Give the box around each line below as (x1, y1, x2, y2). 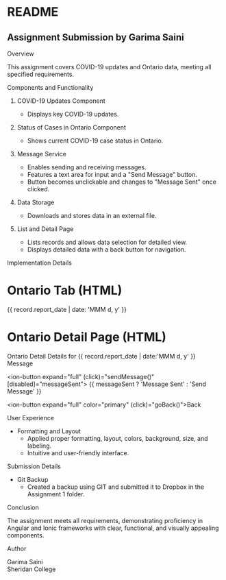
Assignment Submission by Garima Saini (7, 32, 184, 43)
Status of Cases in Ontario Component (16, 123, 127, 131)
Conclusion (7, 503, 40, 511)
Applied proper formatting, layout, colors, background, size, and (27, 434, 208, 442)
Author (7, 544, 27, 553)
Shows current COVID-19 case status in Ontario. (27, 136, 164, 145)
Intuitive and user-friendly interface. (27, 448, 129, 457)
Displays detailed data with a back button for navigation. (27, 245, 186, 254)
